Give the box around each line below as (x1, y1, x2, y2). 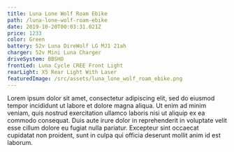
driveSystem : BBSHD (7, 56, 64, 63)
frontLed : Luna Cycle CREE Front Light (7, 62, 124, 69)
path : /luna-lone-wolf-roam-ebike (7, 17, 108, 24)
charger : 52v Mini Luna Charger (7, 50, 101, 56)
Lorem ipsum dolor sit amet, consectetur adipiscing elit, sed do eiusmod (7, 94, 215, 102)
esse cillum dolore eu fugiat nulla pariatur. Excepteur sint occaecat (7, 123, 199, 132)
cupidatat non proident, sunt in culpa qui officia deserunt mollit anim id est (7, 131, 221, 139)
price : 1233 (7, 29, 42, 37)
